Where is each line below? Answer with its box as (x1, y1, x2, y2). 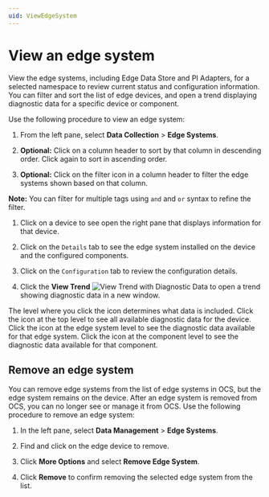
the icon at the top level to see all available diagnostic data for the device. (8, 314, 251, 324)
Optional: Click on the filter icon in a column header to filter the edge (19, 170, 249, 179)
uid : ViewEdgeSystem (8, 11, 78, 20)
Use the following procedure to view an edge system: (8, 114, 185, 124)
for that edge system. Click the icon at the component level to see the (8, 331, 239, 341)
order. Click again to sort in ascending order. (19, 154, 168, 163)
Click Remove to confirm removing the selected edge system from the (19, 472, 253, 483)
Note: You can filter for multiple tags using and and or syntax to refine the (8, 194, 251, 203)
